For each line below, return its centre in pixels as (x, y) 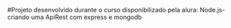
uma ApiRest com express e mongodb (87, 17)
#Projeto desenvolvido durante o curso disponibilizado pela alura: (103, 10)
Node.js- (212, 10)
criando (18, 17)
